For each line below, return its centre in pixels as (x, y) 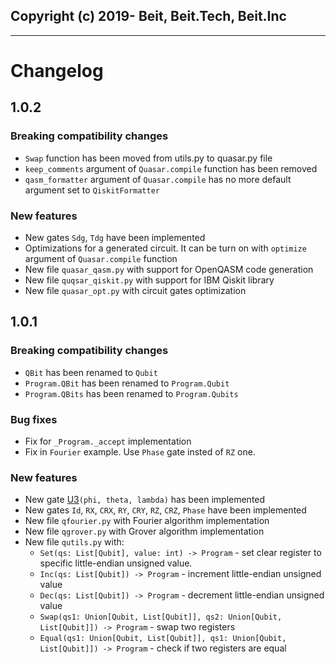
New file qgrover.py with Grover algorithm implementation (144, 531)
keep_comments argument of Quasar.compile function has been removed (171, 168)
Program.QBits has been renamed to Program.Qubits (131, 393)
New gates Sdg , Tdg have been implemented (115, 237)
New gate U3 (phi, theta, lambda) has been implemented (145, 500)
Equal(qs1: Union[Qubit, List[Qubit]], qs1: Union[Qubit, (163, 639)
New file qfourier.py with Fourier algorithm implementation (147, 521)
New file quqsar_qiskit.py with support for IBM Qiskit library (149, 280)
